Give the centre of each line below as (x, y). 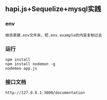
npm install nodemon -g (30, 64)
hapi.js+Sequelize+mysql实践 (53, 9)
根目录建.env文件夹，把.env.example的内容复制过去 (54, 35)
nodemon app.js (21, 68)
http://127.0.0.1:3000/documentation (45, 93)
